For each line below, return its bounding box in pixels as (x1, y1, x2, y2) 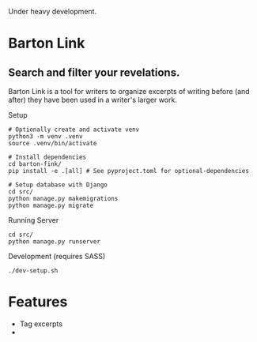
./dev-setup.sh (8, 267, 59, 275)
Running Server (8, 216, 59, 224)
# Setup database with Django (8, 181, 108, 189)
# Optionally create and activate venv (8, 126, 140, 133)
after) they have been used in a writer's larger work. (8, 95, 178, 104)
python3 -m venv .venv (8, 133, 83, 141)
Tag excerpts (19, 319, 63, 329)
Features (8, 293, 68, 311)
